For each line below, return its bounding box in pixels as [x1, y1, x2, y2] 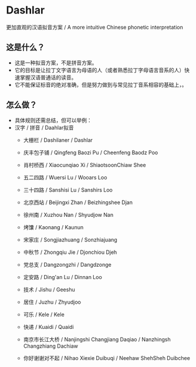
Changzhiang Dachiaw [23, 342, 78, 349]
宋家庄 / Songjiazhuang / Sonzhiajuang [23, 236, 117, 243]
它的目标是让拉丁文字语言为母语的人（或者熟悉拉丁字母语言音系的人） [14, 66, 185, 73]
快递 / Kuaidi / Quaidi [23, 323, 75, 330]
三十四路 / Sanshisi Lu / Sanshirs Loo [23, 186, 113, 193]
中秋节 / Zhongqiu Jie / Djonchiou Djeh [23, 249, 117, 256]
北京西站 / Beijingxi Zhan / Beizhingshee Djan [23, 199, 133, 206]
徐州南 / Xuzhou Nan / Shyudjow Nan [23, 211, 113, 218]
